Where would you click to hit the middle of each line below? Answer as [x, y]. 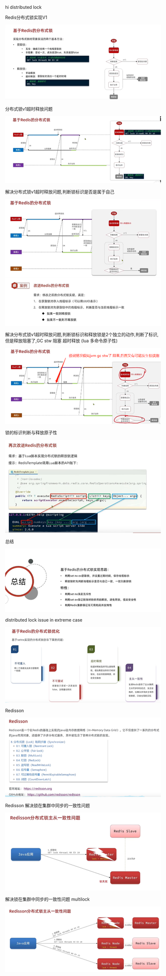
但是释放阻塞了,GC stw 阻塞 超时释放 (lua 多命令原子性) [61, 341]
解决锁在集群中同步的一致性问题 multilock [47, 899]
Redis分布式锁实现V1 [26, 17]
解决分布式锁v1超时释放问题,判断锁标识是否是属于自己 [60, 192]
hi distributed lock [23, 7]
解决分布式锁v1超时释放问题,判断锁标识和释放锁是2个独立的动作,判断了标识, [82, 335]
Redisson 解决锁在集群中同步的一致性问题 [48, 805]
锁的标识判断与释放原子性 [31, 433]
